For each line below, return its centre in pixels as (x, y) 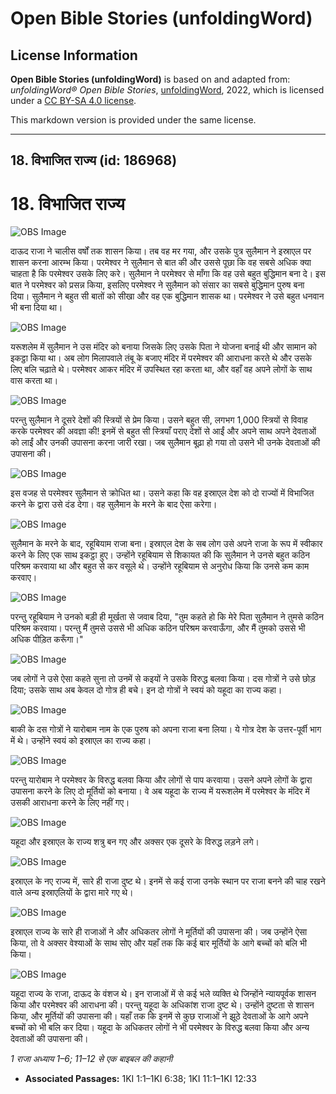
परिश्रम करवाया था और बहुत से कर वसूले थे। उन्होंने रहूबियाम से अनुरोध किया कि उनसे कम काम (160, 566)
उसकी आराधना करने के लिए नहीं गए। (70, 803)
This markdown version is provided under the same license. (133, 120)
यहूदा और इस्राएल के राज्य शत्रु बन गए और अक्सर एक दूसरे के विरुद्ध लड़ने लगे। (135, 842)
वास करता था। (34, 381)
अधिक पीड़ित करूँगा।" (47, 639)
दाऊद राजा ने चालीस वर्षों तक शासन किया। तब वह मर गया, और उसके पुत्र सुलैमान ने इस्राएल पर (161, 251)
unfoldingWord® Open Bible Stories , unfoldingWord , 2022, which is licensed (167, 90)
